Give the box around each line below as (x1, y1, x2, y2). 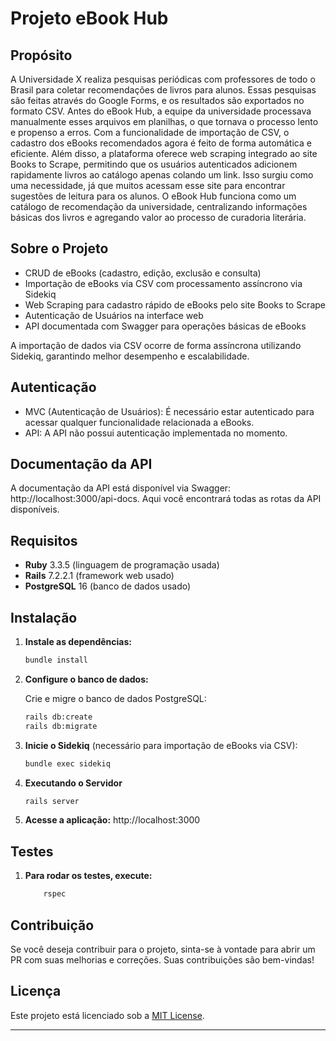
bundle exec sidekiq (24, 758, 111, 769)
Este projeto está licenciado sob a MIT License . (10, 1009, 205, 1021)
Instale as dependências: (24, 636, 132, 648)
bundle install (24, 655, 89, 666)
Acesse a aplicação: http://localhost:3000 (24, 814, 201, 826)
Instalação (10, 609, 78, 626)
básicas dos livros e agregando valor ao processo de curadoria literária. (10, 212, 307, 223)
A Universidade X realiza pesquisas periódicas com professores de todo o (10, 73, 316, 85)
